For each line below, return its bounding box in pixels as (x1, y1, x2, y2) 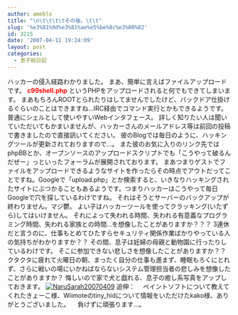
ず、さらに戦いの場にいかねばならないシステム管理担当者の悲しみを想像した (7, 264, 231, 273)
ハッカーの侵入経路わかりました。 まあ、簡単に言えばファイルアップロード (7, 77, 227, 86)
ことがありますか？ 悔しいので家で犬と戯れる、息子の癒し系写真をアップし (7, 273, 227, 282)
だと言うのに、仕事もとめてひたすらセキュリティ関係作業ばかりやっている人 (7, 229, 231, 237)
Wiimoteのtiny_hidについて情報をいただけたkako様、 (63, 291, 217, 299)
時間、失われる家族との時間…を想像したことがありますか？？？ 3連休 (26, 220, 229, 228)
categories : (7, 51, 43, 58)
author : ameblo (7, 10, 53, 18)
